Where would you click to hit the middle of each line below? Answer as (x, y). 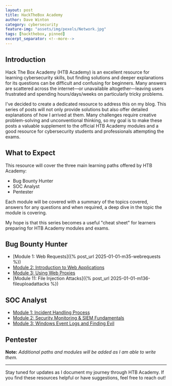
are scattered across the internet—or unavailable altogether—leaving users (84, 89)
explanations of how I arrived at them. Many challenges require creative (81, 115)
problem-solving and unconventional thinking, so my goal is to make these (84, 120)
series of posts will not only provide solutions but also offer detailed (77, 109)
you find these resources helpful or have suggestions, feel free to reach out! (86, 378)
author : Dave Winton (27, 20)
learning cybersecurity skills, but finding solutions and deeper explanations (84, 77)
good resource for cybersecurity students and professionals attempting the (85, 131)
